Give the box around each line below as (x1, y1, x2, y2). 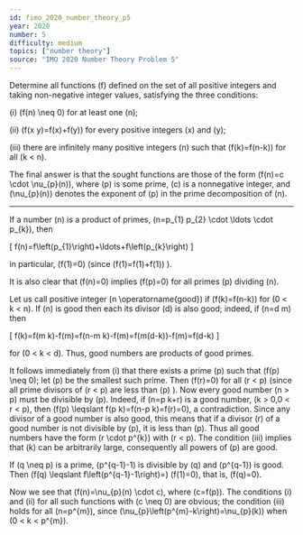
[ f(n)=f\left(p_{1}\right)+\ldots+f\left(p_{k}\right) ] (9, 241, 194, 252)
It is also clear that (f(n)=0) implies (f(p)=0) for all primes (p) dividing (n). (9, 276, 280, 287)
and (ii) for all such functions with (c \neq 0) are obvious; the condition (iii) (9, 496, 286, 506)
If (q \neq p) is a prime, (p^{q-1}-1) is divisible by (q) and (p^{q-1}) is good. (9, 459, 284, 470)
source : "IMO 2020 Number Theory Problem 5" (9, 55, 179, 64)
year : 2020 (9, 22, 50, 31)
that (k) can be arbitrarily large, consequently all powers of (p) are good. (9, 442, 278, 452)
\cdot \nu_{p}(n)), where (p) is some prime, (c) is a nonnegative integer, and (9, 179, 291, 189)
